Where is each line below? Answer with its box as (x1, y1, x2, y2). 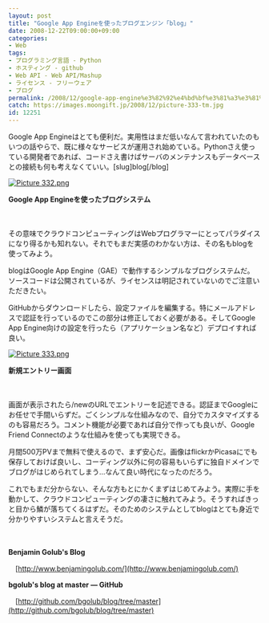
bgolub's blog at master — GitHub (8, 580, 123, 589)
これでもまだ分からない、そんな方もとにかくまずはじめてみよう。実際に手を (8, 484, 260, 494)
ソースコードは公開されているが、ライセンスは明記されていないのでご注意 (8, 276, 253, 285)
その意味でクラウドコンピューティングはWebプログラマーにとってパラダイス (8, 229, 261, 238)
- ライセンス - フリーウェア (8, 79, 92, 87)
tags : (8, 49, 26, 57)
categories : (8, 34, 48, 43)
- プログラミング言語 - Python (8, 57, 102, 65)
